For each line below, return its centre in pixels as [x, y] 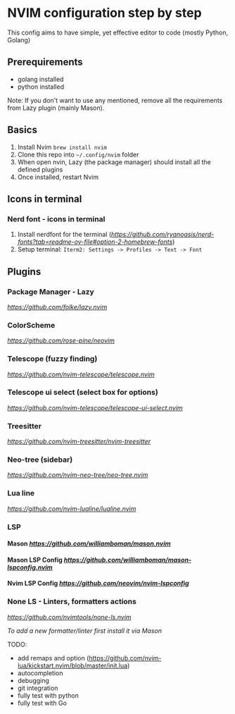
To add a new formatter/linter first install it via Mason [84, 630]
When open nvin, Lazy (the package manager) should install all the [114, 162]
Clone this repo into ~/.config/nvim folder [78, 154]
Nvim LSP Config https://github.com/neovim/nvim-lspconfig [98, 584]
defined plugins [40, 169]
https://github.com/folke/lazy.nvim [57, 307]
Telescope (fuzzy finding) [52, 359]
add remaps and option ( [53, 658]
